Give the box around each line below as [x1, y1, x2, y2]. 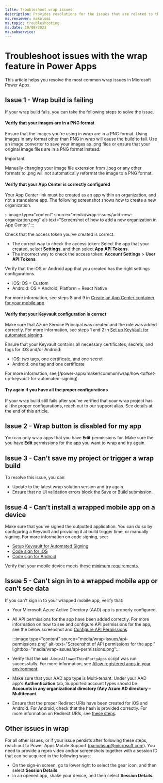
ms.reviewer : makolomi [5, 16, 51, 21]
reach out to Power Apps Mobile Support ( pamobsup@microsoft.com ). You [5, 742, 155, 748]
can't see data [5, 585, 49, 593]
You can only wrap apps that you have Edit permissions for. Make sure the [5, 435, 154, 441]
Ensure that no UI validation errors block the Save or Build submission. [12, 489, 153, 495]
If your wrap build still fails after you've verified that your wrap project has [5, 398, 153, 403]
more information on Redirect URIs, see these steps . [12, 710, 116, 716]
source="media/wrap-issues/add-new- [54, 212, 133, 218]
